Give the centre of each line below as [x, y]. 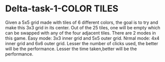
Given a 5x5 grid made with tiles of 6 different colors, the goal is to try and [82, 22]
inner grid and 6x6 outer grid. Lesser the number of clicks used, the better [82, 43]
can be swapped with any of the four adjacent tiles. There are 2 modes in [80, 33]
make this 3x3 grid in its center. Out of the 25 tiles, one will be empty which [83, 27]
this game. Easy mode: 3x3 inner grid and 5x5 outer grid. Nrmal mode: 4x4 [82, 38]
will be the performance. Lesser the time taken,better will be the [71, 49]
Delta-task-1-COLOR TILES [62, 9]
